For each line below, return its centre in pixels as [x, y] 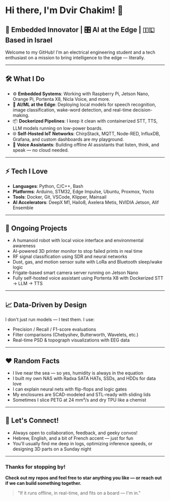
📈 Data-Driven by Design [46, 305]
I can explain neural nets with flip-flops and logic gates [70, 389]
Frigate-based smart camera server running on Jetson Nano [75, 273]
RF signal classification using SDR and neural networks [70, 257]
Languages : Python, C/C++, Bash [48, 186]
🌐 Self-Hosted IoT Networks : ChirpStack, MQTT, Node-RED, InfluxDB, [86, 133]
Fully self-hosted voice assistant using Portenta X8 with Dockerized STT [88, 278]
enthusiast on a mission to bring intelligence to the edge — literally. [75, 57]
